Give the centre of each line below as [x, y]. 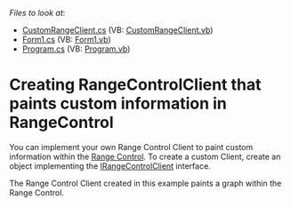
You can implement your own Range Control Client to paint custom [131, 147]
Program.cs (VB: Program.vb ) [76, 49]
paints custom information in [118, 103]
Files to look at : [37, 13]
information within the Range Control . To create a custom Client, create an [145, 156]
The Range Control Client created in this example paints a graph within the [145, 183]
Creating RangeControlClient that [135, 85]
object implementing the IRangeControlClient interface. [110, 166]
